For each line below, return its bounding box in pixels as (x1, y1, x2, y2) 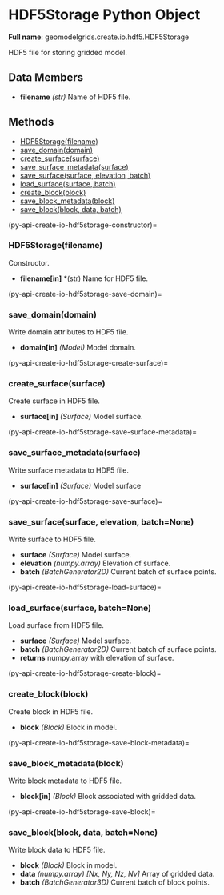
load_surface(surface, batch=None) (8, 602, 152, 613)
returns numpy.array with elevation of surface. (19, 653, 174, 663)
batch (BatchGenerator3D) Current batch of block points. (19, 877, 210, 887)
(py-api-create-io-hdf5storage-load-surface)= (8, 582, 162, 593)
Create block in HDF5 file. (8, 706, 94, 717)
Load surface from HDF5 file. (8, 621, 104, 630)
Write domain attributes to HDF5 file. (8, 327, 129, 337)
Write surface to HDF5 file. (8, 534, 96, 545)
